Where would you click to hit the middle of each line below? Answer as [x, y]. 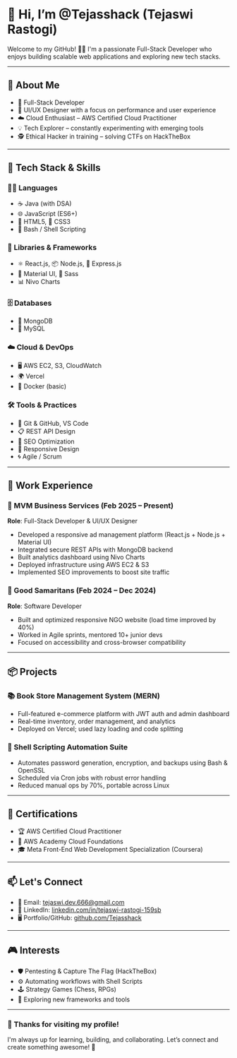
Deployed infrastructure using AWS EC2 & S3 [83, 565]
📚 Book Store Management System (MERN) [84, 696]
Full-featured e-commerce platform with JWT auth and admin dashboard [123, 714]
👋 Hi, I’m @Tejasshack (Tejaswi [101, 14]
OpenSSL [31, 770]
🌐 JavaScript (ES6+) [47, 214]
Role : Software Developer [45, 606]
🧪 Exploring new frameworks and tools [74, 999]
